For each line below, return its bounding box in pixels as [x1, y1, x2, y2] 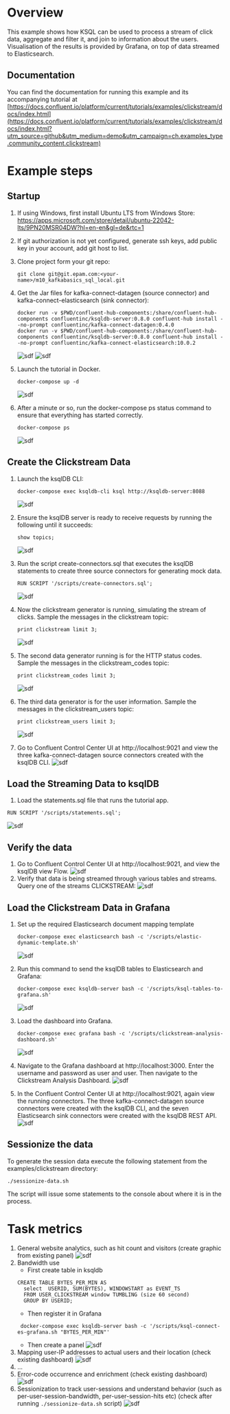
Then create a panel [27, 1340, 84, 1349]
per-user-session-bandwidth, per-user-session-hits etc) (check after [16, 1392, 213, 1400]
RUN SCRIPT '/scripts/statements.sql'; [7, 810, 122, 816]
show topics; [16, 534, 55, 541]
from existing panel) [16, 1251, 74, 1259]
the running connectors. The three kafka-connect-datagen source [16, 1097, 205, 1105]
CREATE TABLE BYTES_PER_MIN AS [16, 1279, 107, 1286]
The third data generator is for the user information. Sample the [16, 697, 197, 706]
